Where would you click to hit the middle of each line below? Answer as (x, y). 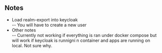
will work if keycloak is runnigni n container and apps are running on (81, 40)
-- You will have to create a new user (49, 25)
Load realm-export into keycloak (45, 19)
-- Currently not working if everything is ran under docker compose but (84, 35)
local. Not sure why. (32, 45)
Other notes (24, 30)
